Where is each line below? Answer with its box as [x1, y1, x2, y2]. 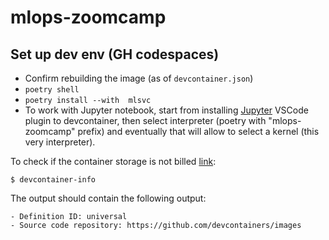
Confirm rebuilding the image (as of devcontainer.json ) [24, 72, 254, 84]
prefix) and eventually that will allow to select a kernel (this [77, 126, 320, 137]
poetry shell [24, 85, 80, 95]
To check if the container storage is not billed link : [10, 156, 217, 167]
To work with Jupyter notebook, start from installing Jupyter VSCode [24, 104, 309, 116]
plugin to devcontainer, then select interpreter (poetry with [24, 115, 267, 126]
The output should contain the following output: [10, 192, 207, 204]
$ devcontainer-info [10, 175, 97, 185]
